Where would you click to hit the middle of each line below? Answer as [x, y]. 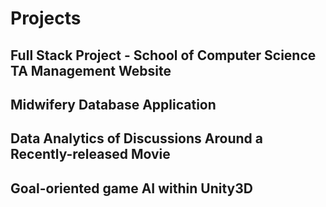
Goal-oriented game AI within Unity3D [131, 188]
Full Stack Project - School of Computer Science [163, 55]
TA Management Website [91, 70]
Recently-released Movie [90, 154]
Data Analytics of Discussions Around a [136, 138]
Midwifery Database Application [113, 104]
